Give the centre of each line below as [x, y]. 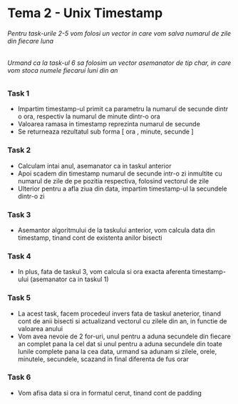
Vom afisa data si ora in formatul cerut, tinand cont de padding [109, 393]
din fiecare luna [31, 41]
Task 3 [19, 214]
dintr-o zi [31, 196]
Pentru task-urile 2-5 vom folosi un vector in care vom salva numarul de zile [119, 33]
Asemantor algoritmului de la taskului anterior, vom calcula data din [116, 230]
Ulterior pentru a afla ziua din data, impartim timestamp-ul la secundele [122, 188]
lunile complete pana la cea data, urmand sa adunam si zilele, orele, [117, 351]
